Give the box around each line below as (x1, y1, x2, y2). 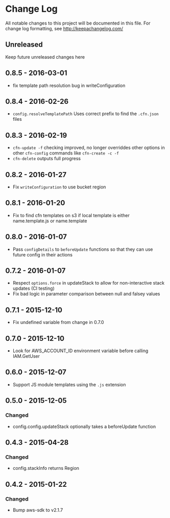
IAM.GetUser (12, 353, 40, 359)
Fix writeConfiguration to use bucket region (12, 184, 106, 190)
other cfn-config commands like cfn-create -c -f (12, 150, 119, 156)
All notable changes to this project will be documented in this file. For (5, 20, 151, 26)
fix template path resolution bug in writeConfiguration (12, 82, 126, 89)
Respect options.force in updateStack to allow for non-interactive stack (12, 280, 165, 286)
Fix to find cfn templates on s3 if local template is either (12, 212, 130, 218)
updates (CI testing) (12, 285, 55, 292)
